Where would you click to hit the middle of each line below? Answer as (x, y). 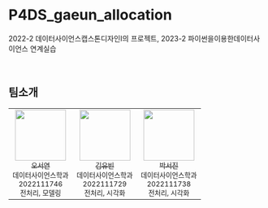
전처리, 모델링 (41, 193)
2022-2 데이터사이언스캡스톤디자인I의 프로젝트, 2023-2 (97, 38)
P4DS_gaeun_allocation (90, 15)
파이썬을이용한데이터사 (224, 38)
